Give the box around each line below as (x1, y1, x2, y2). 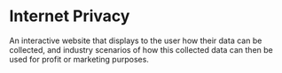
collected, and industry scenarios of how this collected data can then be (9, 44, 273, 55)
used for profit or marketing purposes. (9, 54, 149, 64)
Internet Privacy (9, 6, 130, 26)
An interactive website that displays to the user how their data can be (9, 35, 262, 46)
